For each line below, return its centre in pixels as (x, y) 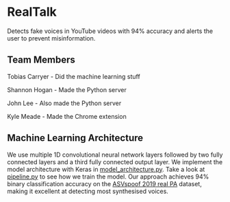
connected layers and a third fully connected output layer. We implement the (115, 161)
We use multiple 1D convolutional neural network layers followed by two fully (115, 155)
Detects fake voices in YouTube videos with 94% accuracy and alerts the (110, 31)
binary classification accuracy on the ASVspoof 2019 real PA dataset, (104, 183)
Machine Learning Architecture (75, 138)
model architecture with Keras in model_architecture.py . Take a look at (106, 169)
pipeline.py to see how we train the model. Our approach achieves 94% (108, 177)
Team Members (41, 60)
